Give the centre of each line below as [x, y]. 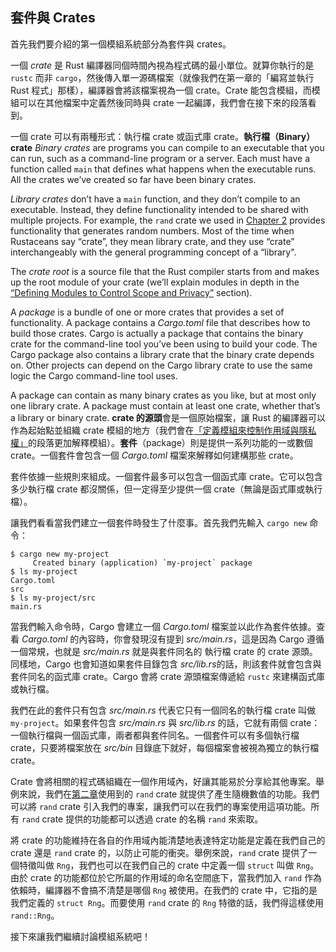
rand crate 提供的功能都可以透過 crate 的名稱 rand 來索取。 [142, 819]
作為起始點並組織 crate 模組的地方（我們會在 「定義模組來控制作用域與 [155, 430]
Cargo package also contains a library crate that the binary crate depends [162, 354]
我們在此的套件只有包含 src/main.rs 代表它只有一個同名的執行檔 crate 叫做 [163, 710]
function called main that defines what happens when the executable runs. [163, 169]
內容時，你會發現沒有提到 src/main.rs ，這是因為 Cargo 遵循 [201, 639]
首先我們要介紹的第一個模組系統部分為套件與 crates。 [121, 44]
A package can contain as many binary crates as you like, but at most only [163, 395]
